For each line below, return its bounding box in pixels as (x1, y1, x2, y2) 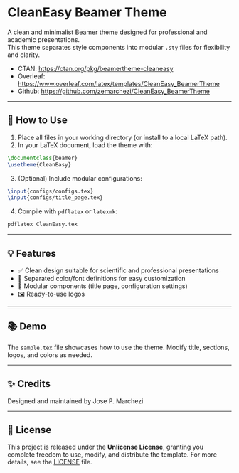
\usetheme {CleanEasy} (7, 161, 72, 168)
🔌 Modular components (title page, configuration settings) (17, 282, 188, 290)
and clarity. (7, 51, 41, 59)
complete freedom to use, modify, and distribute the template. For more (7, 450, 217, 459)
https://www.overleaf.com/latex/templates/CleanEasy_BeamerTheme (17, 79, 221, 87)
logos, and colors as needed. (7, 350, 92, 359)
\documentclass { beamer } (7, 154, 78, 161)
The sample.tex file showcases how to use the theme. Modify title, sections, (7, 343, 230, 351)
